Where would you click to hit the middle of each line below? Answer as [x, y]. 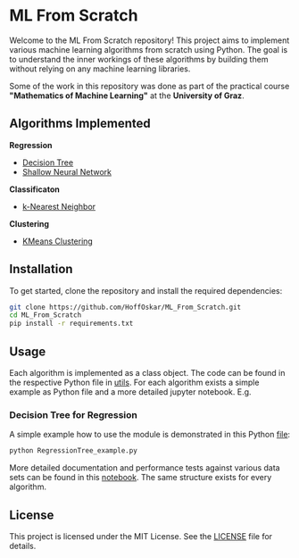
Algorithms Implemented [80, 124]
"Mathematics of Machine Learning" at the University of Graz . [127, 96]
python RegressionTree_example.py [74, 451]
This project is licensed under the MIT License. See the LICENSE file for [141, 536]
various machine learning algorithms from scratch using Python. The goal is [149, 49]
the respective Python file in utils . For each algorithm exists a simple [134, 382]
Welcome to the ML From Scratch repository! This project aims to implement [149, 40]
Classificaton [35, 189]
